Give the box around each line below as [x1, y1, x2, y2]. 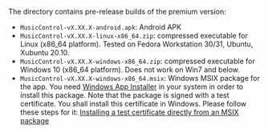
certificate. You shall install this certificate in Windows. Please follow [19, 99, 247, 108]
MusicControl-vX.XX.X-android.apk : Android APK [19, 22, 182, 31]
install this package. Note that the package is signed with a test [19, 91, 230, 99]
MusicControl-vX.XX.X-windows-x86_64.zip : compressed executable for [19, 56, 255, 66]
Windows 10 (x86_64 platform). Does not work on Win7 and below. [19, 65, 241, 75]
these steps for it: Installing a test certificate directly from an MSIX [19, 107, 239, 117]
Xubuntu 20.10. [19, 48, 70, 57]
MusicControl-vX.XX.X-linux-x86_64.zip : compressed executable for [19, 31, 249, 40]
